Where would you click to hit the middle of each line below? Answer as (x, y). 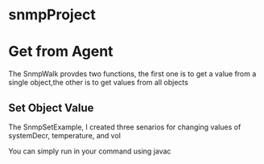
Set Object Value (51, 107)
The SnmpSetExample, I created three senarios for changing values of (125, 127)
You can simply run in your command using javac (90, 151)
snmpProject (52, 15)
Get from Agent (61, 52)
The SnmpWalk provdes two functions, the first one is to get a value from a (132, 74)
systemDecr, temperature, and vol (64, 135)
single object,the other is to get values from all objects (99, 83)
